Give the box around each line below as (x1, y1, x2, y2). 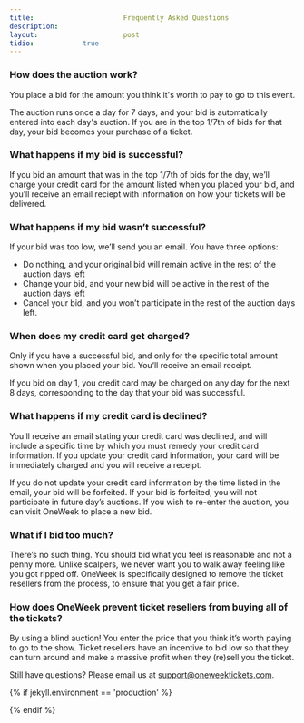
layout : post (9, 30, 141, 39)
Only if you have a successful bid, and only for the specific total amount (9, 350, 279, 361)
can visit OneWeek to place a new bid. (9, 505, 152, 517)
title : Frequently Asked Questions (9, 13, 230, 23)
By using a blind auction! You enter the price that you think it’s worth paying (9, 632, 292, 644)
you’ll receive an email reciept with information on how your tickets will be (9, 188, 286, 200)
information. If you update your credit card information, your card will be (9, 450, 279, 461)
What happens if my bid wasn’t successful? (9, 220, 207, 233)
